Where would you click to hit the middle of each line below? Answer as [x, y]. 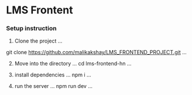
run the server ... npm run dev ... [53, 86]
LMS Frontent [40, 10]
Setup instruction [31, 29]
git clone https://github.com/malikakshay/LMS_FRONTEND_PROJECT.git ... [97, 52]
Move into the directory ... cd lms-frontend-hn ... [73, 64]
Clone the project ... [38, 41]
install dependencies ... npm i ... [53, 75]
